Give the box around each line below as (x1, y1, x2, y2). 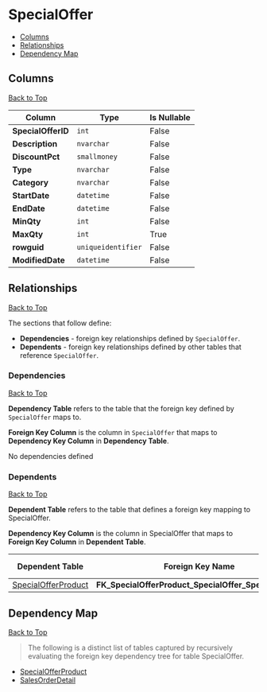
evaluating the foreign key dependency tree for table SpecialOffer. (27, 651, 245, 661)
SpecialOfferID (12, 125, 69, 136)
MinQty (12, 216, 41, 227)
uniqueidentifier (76, 243, 142, 251)
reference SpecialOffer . (19, 350, 99, 360)
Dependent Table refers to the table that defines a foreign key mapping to (8, 505, 251, 515)
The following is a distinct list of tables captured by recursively (27, 643, 233, 652)
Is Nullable (149, 111, 191, 122)
